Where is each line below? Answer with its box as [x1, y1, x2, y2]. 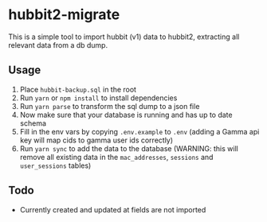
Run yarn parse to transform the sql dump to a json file [19, 101, 200, 111]
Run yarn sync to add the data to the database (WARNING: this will [19, 143, 239, 153]
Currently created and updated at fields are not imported [19, 204, 206, 214]
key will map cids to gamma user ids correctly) [19, 135, 174, 145]
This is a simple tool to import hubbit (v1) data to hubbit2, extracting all [8, 32, 240, 41]
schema [19, 118, 46, 128]
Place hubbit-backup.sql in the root [19, 84, 137, 94]
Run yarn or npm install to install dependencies [19, 93, 178, 103]
